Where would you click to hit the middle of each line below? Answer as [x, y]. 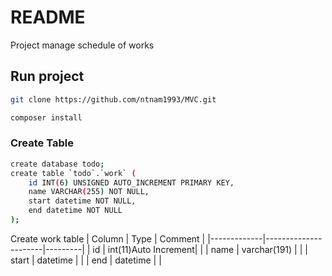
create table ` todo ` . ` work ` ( [73, 173]
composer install [46, 117]
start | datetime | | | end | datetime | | [86, 260]
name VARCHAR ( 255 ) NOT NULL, [89, 192]
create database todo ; [57, 164]
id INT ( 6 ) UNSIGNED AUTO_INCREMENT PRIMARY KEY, [131, 182]
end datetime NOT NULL [75, 211]
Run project [47, 76]
